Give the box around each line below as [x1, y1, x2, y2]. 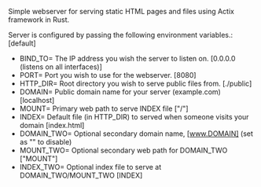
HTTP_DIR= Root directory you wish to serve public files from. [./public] [19, 79, 252, 88]
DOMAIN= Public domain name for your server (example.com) [19, 87, 222, 97]
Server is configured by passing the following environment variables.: [8, 31, 233, 39]
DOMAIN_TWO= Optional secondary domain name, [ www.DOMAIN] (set [19, 129, 254, 138]
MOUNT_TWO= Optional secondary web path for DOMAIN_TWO [19, 145, 228, 155]
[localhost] [19, 96, 55, 104]
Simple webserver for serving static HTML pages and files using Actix [8, 7, 234, 16]
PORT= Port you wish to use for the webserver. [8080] [19, 71, 197, 79]
